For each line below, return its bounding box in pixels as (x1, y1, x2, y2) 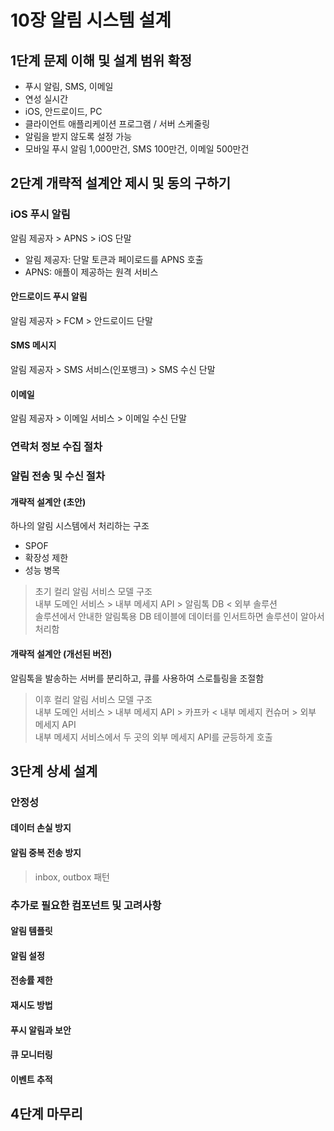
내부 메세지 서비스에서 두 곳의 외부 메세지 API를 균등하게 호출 (34, 731, 273, 743)
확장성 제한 (24, 552, 69, 564)
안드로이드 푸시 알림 (10, 291, 88, 303)
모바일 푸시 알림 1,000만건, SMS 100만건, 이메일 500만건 (24, 143, 250, 155)
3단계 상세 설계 (10, 762, 98, 780)
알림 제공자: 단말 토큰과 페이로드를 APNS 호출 (24, 253, 204, 265)
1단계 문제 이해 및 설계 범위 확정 (10, 52, 193, 69)
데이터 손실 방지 (10, 822, 72, 834)
